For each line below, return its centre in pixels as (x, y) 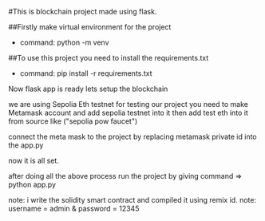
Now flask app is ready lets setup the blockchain (88, 89)
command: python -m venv (64, 42)
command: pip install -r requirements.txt (86, 73)
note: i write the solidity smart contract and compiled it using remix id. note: (132, 200)
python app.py (32, 184)
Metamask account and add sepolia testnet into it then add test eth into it (129, 112)
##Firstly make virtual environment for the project (90, 27)
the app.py (26, 145)
